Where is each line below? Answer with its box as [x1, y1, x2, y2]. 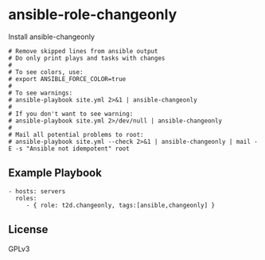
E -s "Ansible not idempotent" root [8, 145, 130, 153]
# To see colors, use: [8, 68, 84, 76]
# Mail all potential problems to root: [8, 130, 145, 138]
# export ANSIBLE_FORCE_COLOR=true [8, 75, 127, 83]
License [8, 223, 49, 236]
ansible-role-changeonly [8, 6, 177, 24]
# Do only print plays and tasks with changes [8, 54, 166, 62]
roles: [15, 194, 37, 202]
